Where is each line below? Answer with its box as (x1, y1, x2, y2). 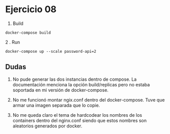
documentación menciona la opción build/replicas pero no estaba (12, 81, 150, 87)
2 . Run (5, 39, 20, 45)
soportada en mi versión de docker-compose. (12, 87, 109, 93)
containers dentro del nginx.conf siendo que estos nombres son (12, 117, 147, 123)
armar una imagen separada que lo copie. (12, 102, 100, 108)
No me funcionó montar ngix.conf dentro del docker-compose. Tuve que (12, 96, 165, 103)
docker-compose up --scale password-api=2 (5, 49, 96, 54)
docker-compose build (5, 30, 51, 35)
